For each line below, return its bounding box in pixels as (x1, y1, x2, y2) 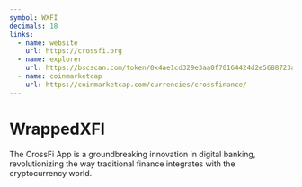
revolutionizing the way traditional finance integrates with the (9, 158, 235, 169)
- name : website (17, 38, 78, 48)
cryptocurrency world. (9, 167, 93, 178)
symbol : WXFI (9, 13, 58, 22)
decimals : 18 (9, 22, 58, 31)
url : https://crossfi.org (25, 47, 123, 56)
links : (9, 30, 34, 39)
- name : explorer (17, 55, 83, 64)
